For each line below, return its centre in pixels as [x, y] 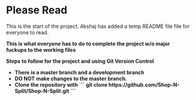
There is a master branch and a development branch [79, 72]
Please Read [37, 10]
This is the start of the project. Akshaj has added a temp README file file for [98, 26]
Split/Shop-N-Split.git [42, 91]
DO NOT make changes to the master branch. [71, 78]
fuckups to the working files [41, 49]
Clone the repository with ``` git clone [61, 84]
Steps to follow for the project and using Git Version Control [80, 61]
